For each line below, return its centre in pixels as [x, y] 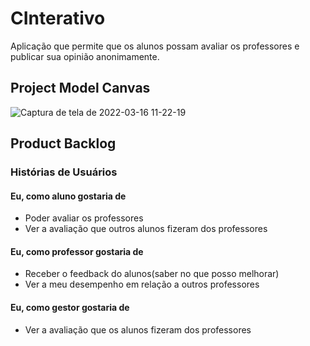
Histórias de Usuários [64, 172]
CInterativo [58, 18]
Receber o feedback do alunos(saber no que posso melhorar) [152, 274]
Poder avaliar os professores [84, 218]
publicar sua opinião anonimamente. [85, 56]
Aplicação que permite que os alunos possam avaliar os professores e [155, 46]
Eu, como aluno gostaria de [68, 196]
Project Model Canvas [80, 88]
